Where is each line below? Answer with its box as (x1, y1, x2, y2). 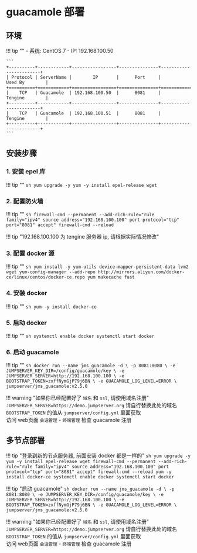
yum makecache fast (87, 274, 135, 280)
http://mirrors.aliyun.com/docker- (97, 269, 185, 275)
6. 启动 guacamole (6, 348, 60, 356)
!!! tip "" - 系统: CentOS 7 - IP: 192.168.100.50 (6, 48, 114, 54)
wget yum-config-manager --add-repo (6, 269, 96, 275)
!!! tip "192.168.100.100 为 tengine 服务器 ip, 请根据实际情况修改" (6, 233, 159, 240)
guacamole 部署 (6, 5, 85, 19)
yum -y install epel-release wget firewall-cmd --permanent (6, 458, 157, 464)
